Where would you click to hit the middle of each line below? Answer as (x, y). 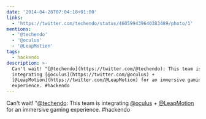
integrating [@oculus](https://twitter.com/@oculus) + (83, 74)
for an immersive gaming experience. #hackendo (68, 110)
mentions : (19, 29)
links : (15, 18)
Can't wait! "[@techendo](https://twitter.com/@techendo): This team (102, 69)
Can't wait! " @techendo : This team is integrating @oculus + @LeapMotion (100, 103)
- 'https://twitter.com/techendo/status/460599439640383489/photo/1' (102, 23)
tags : (13, 52)
